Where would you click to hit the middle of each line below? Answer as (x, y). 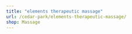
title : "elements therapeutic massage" (55, 11)
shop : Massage (23, 22)
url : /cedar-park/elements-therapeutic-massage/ (66, 17)
